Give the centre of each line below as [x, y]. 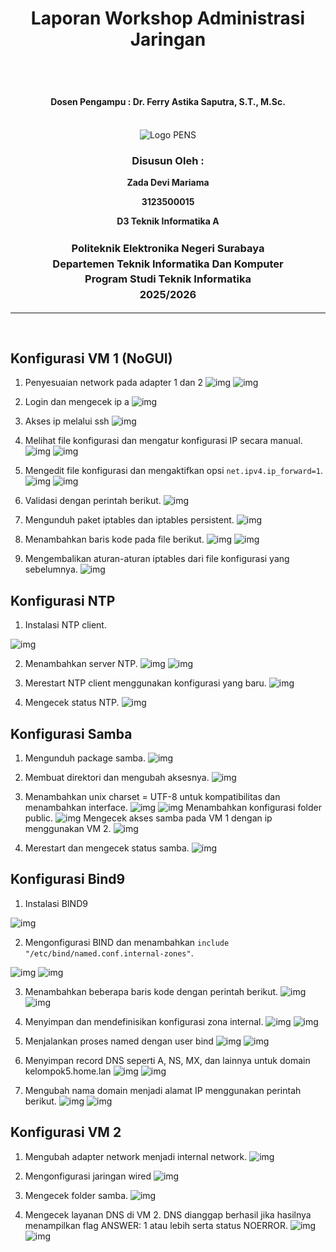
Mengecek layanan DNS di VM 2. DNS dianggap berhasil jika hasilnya [168, 1214]
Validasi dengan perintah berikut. [93, 501]
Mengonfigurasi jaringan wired [88, 1176]
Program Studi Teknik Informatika [168, 279]
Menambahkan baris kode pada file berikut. [114, 539]
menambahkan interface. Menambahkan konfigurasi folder [173, 808]
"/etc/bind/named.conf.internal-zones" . [109, 953]
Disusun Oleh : [168, 160]
